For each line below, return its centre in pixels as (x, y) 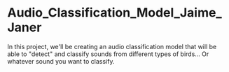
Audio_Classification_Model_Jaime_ (114, 13)
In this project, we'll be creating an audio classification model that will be (112, 46)
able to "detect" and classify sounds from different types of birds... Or (108, 54)
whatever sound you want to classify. (61, 61)
